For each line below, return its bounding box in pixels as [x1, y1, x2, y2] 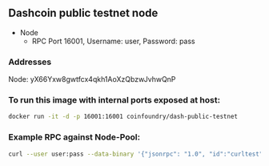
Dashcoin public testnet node [8, 6, 159, 20]
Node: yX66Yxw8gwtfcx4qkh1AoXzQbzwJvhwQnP [8, 75, 176, 84]
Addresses [8, 56, 52, 67]
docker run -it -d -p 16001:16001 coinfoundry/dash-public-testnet [8, 112, 239, 121]
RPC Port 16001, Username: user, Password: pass [31, 36, 195, 46]
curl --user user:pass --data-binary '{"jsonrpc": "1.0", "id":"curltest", [8, 150, 267, 158]
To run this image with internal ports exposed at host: [8, 95, 221, 106]
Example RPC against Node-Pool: [8, 132, 141, 143]
